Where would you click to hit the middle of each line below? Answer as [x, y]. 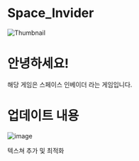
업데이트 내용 [43, 116]
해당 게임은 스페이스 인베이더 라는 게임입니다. [70, 84]
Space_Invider [51, 13]
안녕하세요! [38, 63]
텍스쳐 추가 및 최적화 [36, 150]
